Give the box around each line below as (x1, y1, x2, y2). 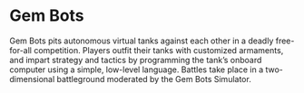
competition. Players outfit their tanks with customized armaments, (33, 44, 284, 55)
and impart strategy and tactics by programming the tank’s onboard (9, 54, 262, 65)
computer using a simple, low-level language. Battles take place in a (9, 64, 264, 75)
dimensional (9, 73, 55, 84)
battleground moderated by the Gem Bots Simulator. (56, 73, 251, 84)
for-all (9, 44, 32, 55)
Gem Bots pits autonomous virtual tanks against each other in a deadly (9, 35, 274, 46)
